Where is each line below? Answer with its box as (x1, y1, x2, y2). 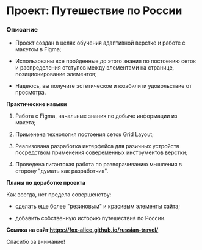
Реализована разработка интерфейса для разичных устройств (15, 143, 180, 150)
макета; (15, 119, 36, 126)
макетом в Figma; (15, 46, 62, 53)
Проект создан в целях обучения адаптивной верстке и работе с (15, 39, 186, 46)
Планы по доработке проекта (6, 179, 85, 187)
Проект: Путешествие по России (6, 4, 182, 18)
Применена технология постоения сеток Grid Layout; (15, 130, 154, 138)
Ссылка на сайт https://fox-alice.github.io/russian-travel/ (6, 226, 159, 234)
